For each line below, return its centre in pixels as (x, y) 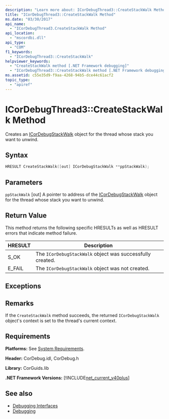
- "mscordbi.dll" (28, 38)
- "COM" (18, 47)
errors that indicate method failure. (41, 233)
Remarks (20, 303)
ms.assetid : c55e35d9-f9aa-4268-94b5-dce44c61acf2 (59, 75)
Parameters (24, 182)
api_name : (16, 24)
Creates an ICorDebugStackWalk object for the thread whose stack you (79, 134)
